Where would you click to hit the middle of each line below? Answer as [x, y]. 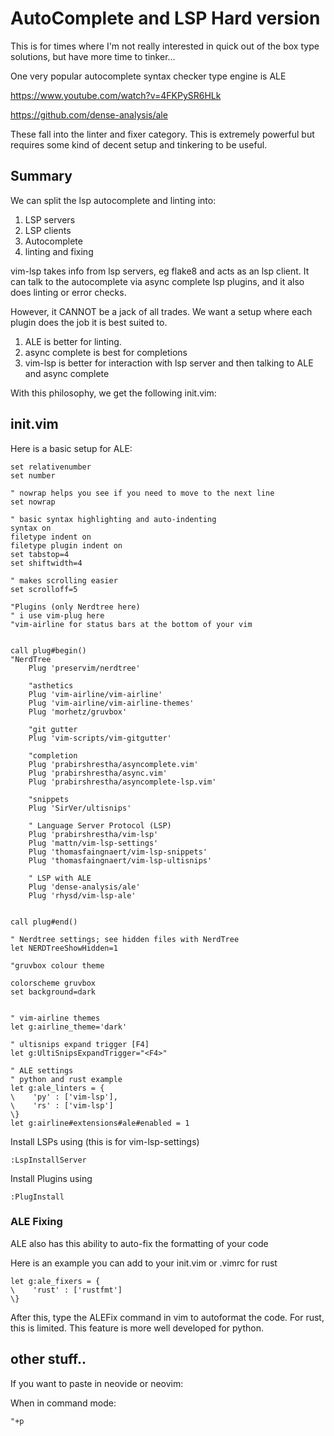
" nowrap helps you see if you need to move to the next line [142, 493]
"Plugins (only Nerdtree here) [75, 607]
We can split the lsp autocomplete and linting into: [113, 200]
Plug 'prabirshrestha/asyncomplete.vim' [113, 764]
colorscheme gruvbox [53, 983]
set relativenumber [51, 467]
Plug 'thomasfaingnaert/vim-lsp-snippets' [118, 852]
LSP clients [48, 230]
